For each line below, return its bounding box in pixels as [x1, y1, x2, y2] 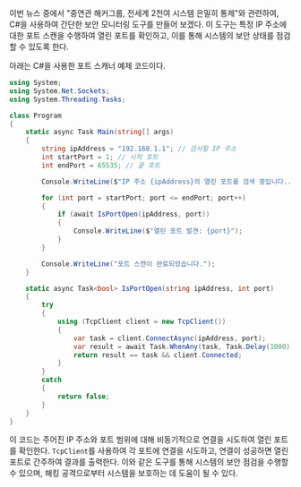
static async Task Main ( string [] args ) [25, 128, 175, 137]
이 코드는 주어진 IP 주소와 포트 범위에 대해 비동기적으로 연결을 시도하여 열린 [9, 434, 272, 445]
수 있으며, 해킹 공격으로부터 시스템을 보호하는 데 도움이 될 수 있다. [9, 468, 239, 479]
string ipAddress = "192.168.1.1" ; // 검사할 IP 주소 [41, 144, 237, 154]
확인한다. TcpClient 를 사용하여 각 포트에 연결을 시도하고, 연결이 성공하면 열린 [18, 446, 289, 457]
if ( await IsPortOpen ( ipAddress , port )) [56, 209, 211, 219]
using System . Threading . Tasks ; [9, 95, 126, 104]
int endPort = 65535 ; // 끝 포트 [41, 160, 161, 170]
